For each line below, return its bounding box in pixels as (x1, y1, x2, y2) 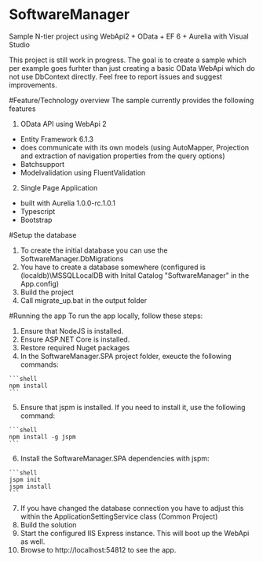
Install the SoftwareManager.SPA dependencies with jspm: (20, 453, 210, 463)
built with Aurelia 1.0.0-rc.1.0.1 (20, 198, 116, 208)
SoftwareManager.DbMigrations (20, 253, 124, 263)
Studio (9, 39, 31, 49)
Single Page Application (20, 183, 98, 192)
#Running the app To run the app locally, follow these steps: (9, 311, 203, 320)
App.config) (20, 279, 60, 288)
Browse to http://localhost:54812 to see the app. (20, 545, 177, 554)
